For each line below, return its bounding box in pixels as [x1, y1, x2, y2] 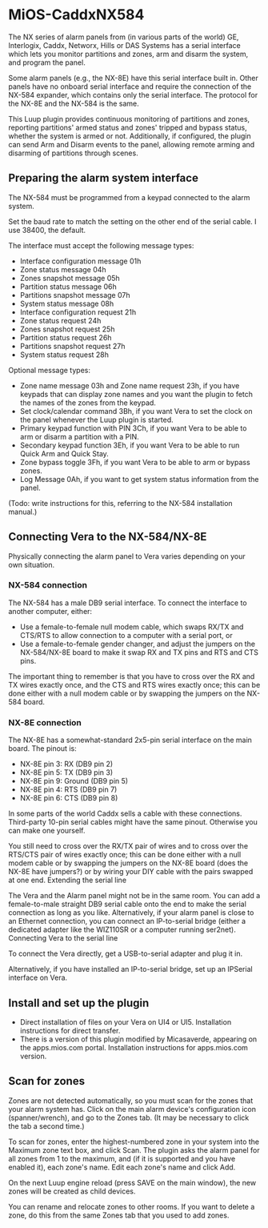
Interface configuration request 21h [19, 307, 137, 317]
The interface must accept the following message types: [8, 240, 194, 250]
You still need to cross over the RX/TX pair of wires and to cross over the [8, 841, 249, 851]
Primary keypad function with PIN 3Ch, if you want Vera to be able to [19, 423, 247, 433]
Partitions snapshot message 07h [19, 290, 130, 299]
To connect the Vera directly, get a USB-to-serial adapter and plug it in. [8, 949, 243, 958]
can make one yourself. [8, 826, 86, 836]
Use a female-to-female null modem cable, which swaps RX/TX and [19, 622, 244, 632]
